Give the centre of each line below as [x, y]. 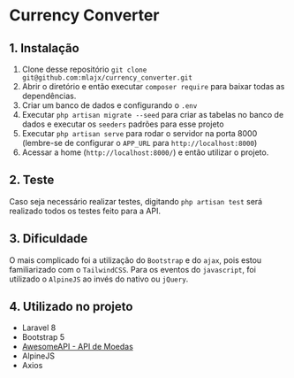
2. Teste [32, 180]
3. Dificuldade [49, 239]
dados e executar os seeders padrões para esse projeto [123, 124]
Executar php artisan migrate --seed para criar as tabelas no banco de [153, 115]
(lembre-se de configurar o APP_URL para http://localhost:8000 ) [139, 143]
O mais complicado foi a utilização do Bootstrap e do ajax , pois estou [136, 260]
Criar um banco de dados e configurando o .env [109, 105]
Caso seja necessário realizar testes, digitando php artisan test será [136, 201]
